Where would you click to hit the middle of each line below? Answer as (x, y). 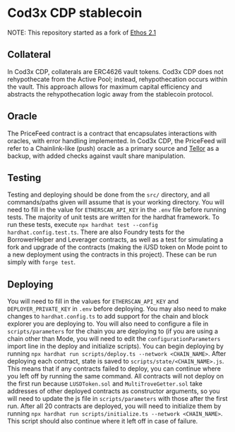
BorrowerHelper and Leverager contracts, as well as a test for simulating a (115, 240)
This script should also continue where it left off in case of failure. (103, 421)
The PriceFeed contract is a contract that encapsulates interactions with (112, 133)
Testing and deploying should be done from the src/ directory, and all (109, 195)
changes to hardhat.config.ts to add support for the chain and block (108, 316)
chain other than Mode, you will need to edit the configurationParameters (114, 339)
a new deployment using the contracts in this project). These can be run (112, 254)
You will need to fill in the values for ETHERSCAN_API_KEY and (93, 302)
